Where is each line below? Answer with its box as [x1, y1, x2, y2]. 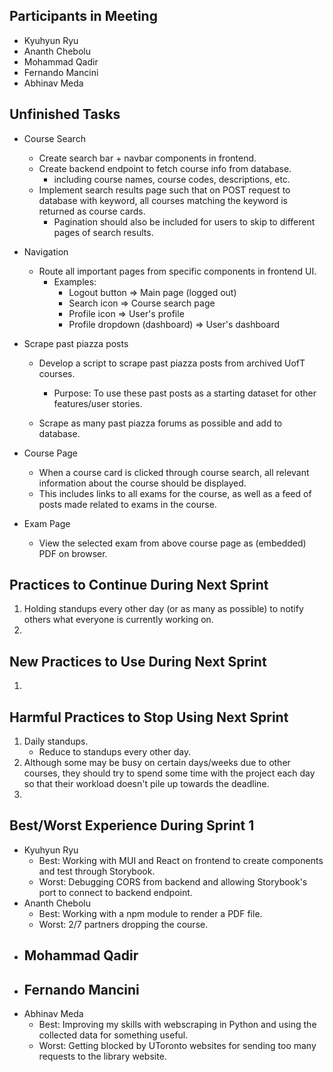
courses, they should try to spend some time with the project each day [23, 767, 316, 779]
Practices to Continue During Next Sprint [9, 577, 269, 594]
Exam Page [23, 517, 71, 529]
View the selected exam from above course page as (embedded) [38, 537, 307, 549]
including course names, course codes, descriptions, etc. [53, 173, 291, 185]
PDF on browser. [38, 547, 108, 559]
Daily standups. [23, 735, 89, 748]
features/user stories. [53, 397, 143, 409]
